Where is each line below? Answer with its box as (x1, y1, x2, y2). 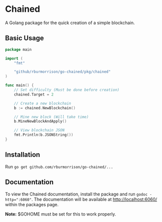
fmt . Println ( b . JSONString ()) (14, 132, 74, 137)
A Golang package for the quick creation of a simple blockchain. (5, 20, 135, 26)
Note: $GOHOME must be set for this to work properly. (5, 211, 116, 217)
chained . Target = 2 (14, 92, 54, 97)
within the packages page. (5, 201, 59, 207)
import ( (5, 56, 23, 61)
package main (5, 47, 32, 52)
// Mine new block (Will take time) (14, 114, 89, 119)
